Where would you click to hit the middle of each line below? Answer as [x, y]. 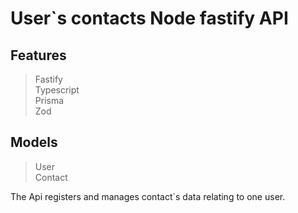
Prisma [49, 100]
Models [34, 142]
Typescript [57, 90]
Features [38, 55]
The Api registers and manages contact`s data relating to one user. [148, 196]
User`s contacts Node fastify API [149, 18]
